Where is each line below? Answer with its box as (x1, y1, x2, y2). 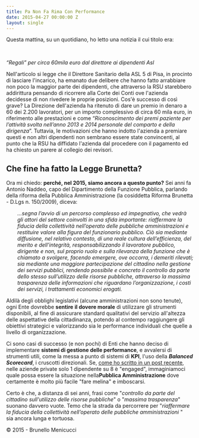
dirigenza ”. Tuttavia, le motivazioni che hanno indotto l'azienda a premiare (6, 127, 187, 134)
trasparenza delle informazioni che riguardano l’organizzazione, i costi (17, 279, 191, 286)
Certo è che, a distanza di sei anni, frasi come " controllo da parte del (6, 390, 175, 397)
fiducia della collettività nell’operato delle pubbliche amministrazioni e (17, 222, 189, 229)
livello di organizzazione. (6, 329, 67, 336)
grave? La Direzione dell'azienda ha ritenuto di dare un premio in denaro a (6, 102, 187, 109)
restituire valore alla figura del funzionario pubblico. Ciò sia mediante (17, 229, 188, 236)
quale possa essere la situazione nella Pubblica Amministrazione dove (6, 372, 179, 379)
